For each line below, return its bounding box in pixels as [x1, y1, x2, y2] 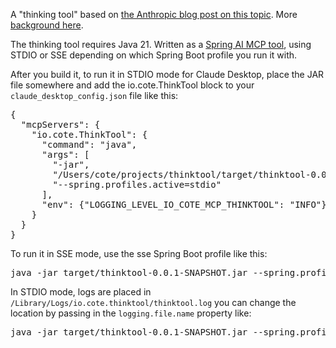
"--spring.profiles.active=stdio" [52, 179, 222, 190]
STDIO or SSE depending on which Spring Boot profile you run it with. [10, 49, 298, 61]
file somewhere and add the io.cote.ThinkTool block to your [10, 79, 255, 91]
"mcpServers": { [20, 119, 101, 130]
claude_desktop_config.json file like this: [10, 90, 179, 101]
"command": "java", [41, 139, 138, 150]
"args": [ [41, 149, 90, 160]
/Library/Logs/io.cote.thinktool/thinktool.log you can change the [10, 297, 297, 308]
